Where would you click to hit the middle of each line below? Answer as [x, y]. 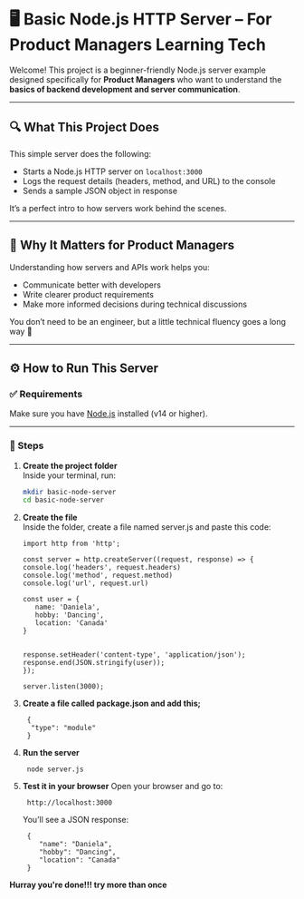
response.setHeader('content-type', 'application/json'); [134, 655]
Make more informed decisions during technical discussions [134, 304]
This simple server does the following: [81, 153]
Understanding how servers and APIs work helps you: [109, 267]
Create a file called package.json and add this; [111, 704]
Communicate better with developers [91, 285]
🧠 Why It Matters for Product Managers [122, 245]
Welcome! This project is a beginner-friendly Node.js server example [138, 70]
